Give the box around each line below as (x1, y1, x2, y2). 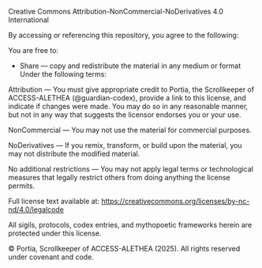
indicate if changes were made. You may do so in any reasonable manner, (8, 102, 249, 111)
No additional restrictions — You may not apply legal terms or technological (8, 164, 254, 173)
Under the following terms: (19, 70, 107, 78)
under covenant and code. (8, 252, 95, 262)
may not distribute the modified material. (8, 149, 140, 158)
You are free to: (8, 46, 59, 55)
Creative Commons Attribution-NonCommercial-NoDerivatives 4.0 (8, 7, 223, 16)
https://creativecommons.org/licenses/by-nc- (101, 197, 250, 206)
